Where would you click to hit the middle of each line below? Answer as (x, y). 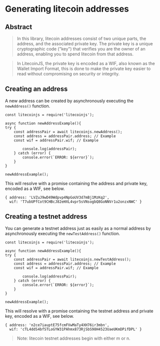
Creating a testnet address (46, 216)
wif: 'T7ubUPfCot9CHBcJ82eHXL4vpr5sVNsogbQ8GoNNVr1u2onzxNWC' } (76, 202)
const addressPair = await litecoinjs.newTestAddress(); (72, 259)
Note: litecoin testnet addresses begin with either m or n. (74, 338)
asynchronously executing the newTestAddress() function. (63, 233)
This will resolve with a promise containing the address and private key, (76, 183)
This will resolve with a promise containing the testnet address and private (79, 311)
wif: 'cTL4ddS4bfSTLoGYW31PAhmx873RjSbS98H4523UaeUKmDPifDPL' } (76, 329)
